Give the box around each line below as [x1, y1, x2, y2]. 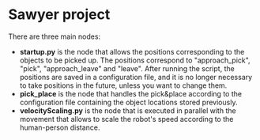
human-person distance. [19, 123, 100, 132]
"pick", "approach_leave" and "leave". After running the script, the [19, 63, 235, 73]
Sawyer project [8, 6, 111, 24]
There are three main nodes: [8, 32, 101, 41]
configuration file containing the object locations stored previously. [19, 97, 238, 107]
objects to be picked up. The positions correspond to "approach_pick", [19, 55, 251, 65]
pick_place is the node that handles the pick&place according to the [19, 89, 243, 98]
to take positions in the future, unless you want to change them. [19, 81, 228, 90]
